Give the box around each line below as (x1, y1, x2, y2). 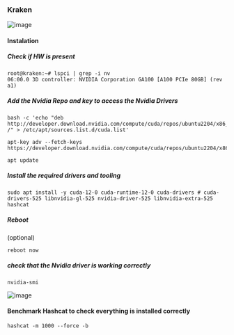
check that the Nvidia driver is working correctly (7, 261, 151, 270)
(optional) (7, 233, 35, 241)
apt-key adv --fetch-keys (7, 138, 82, 145)
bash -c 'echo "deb (7, 114, 64, 121)
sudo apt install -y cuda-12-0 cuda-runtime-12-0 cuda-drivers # (7, 189, 201, 196)
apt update (7, 156, 39, 164)
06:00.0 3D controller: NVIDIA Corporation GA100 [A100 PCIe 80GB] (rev (7, 76, 223, 83)
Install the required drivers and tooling (7, 172, 121, 180)
